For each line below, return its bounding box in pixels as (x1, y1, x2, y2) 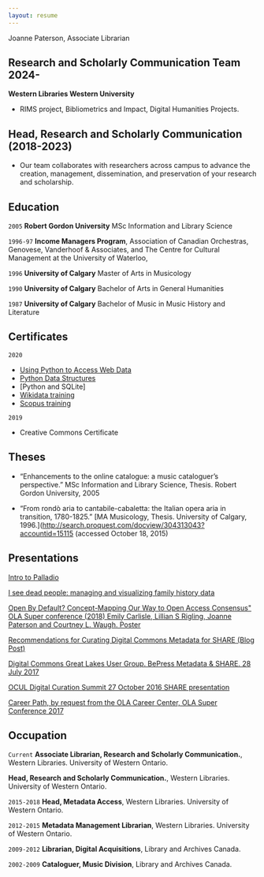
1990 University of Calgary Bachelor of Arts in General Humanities (8, 284, 225, 293)
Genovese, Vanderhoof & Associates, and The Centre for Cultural (8, 245, 221, 255)
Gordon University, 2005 (19, 488, 100, 498)
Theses (8, 450, 46, 464)
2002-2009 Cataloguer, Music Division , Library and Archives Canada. (8, 860, 232, 869)
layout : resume (8, 11, 58, 20)
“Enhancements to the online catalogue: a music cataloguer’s (19, 471, 219, 481)
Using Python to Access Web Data (19, 364, 132, 375)
